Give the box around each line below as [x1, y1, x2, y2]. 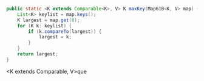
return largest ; [17, 51, 59, 57]
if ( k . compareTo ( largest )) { [28, 28, 102, 35]
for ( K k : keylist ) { [17, 23, 72, 29]
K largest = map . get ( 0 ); [17, 17, 80, 23]
